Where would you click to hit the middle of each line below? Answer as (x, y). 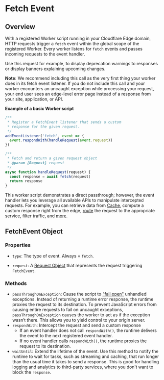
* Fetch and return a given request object (52, 158)
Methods (16, 283)
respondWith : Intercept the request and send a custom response (76, 325)
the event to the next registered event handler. (66, 336)
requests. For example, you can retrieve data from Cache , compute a (75, 205)
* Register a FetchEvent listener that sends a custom (64, 122)
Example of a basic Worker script (40, 109)
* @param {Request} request (36, 163)
